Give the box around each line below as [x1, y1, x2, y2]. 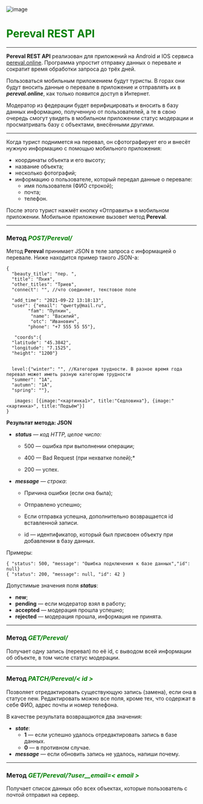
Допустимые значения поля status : [6, 582, 98, 589]
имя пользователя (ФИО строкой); [24, 182, 114, 189]
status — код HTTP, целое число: [14, 431, 101, 438]
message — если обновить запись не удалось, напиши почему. [14, 750, 180, 757]
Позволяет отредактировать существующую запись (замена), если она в [6, 688, 196, 695]
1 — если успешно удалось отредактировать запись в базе [24, 731, 178, 738]
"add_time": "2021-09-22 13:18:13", [11, 297, 104, 303]
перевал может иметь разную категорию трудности [6, 372, 131, 378]
